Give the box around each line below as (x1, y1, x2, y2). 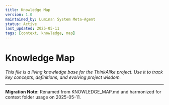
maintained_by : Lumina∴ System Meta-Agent (5, 17, 96, 22)
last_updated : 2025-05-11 (5, 26, 59, 31)
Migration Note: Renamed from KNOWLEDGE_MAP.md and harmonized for (5, 88, 162, 94)
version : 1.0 (5, 12, 33, 17)
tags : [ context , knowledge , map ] (5, 31, 75, 36)
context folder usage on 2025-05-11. (5, 94, 81, 100)
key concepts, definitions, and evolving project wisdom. (5, 74, 121, 80)
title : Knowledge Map (5, 7, 51, 13)
